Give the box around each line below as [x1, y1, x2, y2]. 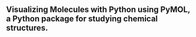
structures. [6, 23, 48, 33]
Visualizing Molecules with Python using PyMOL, [6, 5, 190, 15]
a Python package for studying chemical [6, 14, 158, 24]
